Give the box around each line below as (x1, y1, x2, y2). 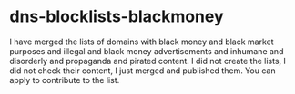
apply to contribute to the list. (9, 74, 120, 85)
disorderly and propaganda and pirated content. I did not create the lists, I (9, 55, 287, 66)
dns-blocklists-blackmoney (9, 6, 225, 27)
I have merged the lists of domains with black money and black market (9, 36, 275, 47)
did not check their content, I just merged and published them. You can (9, 65, 276, 76)
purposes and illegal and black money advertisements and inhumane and (9, 45, 284, 56)
